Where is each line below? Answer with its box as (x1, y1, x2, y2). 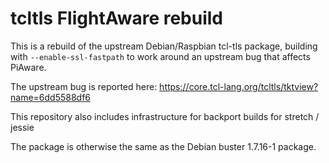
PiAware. (10, 61, 47, 73)
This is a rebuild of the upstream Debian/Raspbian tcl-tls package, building (10, 40, 318, 52)
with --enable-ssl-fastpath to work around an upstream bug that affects (10, 50, 311, 62)
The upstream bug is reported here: (10, 80, 158, 92)
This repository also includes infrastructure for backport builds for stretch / (10, 110, 320, 122)
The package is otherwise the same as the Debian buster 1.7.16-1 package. (10, 140, 317, 152)
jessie (10, 121, 35, 133)
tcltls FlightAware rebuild (10, 7, 223, 30)
